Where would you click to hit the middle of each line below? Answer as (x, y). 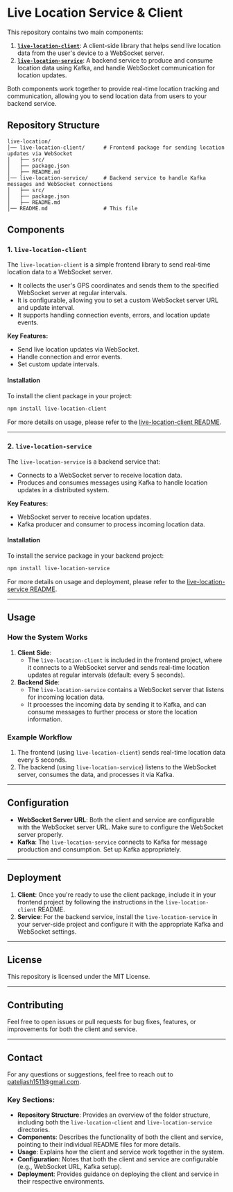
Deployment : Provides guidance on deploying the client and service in (118, 1174)
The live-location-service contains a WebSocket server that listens (126, 689)
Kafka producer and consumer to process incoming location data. (111, 524)
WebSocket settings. (47, 932)
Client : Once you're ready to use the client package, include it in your (116, 894)
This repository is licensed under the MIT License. (79, 977)
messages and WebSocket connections (60, 184)
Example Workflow (40, 737)
